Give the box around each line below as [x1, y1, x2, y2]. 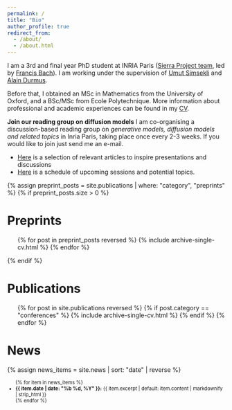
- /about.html [13, 42, 54, 49]
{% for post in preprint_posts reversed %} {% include [17, 235, 170, 244]
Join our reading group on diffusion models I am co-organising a [7, 118, 195, 125]
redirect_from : [7, 29, 51, 37]
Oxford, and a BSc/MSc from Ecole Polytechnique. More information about [7, 97, 220, 105]
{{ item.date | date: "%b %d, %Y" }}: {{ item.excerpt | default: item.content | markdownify [15, 385, 223, 392]
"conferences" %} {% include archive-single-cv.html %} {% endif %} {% [17, 311, 225, 319]
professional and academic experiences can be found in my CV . [7, 105, 189, 112]
